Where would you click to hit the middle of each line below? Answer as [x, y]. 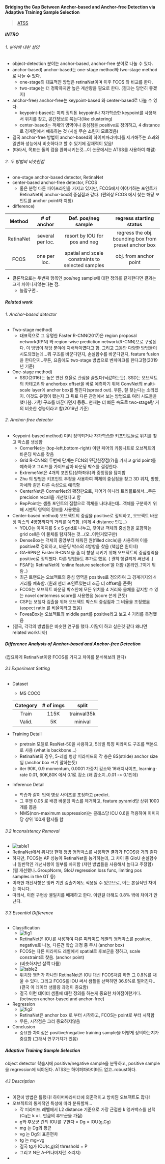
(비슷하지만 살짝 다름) [40, 963]
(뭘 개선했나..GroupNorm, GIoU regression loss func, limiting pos [77, 870]
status [135, 224]
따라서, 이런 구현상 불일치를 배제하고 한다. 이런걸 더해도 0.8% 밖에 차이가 [82, 895]
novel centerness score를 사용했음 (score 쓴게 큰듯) [76, 596]
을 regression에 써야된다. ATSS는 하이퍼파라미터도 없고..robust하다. [71, 1070]
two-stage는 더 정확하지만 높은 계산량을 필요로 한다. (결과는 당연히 [84, 88]
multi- [150, 384]
